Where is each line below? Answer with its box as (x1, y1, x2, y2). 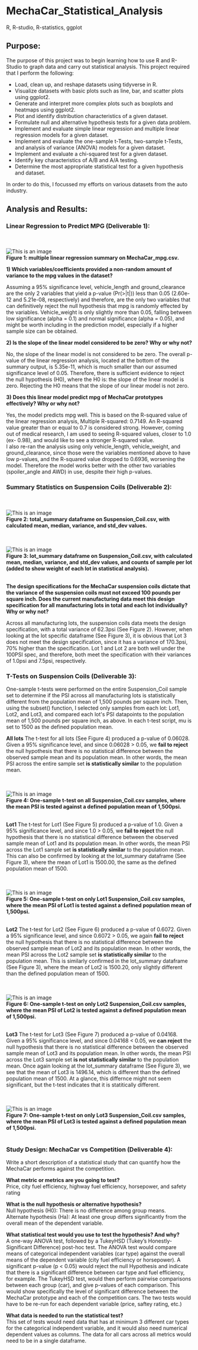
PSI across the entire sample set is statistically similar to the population (6, 760, 182, 767)
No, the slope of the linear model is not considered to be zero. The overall (6, 351, 186, 358)
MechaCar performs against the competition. (6, 1165, 116, 1173)
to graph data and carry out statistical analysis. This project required (23, 63, 190, 70)
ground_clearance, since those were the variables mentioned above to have (6, 449, 191, 456)
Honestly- (148, 1237, 173, 1244)
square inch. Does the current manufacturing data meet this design (6, 595, 175, 602)
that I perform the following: (6, 69, 74, 77)
